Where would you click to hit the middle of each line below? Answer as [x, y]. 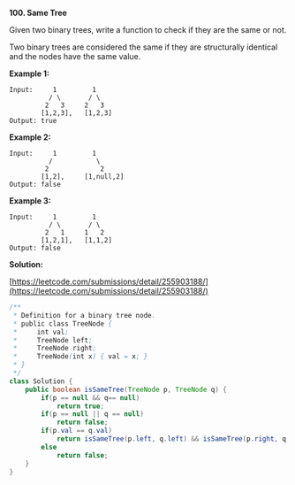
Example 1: [30, 73]
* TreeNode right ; [55, 349]
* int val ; [41, 332]
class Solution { [41, 381]
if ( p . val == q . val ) [77, 431]
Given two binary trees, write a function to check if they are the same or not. [148, 30]
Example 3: [30, 201]
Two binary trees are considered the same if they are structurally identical [144, 47]
